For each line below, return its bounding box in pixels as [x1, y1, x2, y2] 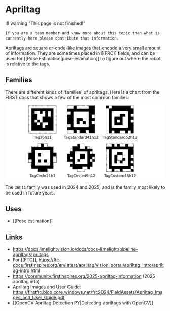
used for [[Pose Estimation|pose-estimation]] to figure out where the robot [5, 55, 161, 61]
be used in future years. [5, 190, 55, 196]
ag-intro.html [12, 267, 40, 274]
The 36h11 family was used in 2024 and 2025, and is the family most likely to [5, 184, 165, 190]
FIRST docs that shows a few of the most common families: [5, 94, 129, 100]
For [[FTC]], [12, 257, 38, 263]
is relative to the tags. [5, 61, 51, 67]
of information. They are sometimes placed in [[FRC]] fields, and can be [5, 50, 156, 56]
